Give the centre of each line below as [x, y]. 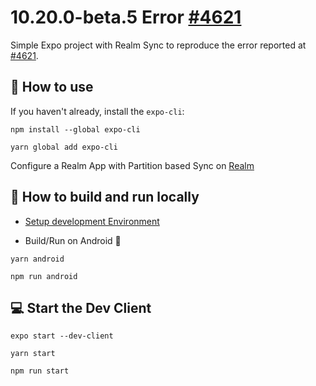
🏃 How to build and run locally [105, 197]
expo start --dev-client [62, 336]
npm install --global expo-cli [75, 129]
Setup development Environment [92, 221]
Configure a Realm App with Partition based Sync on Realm [132, 165]
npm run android [44, 276]
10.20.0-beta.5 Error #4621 [126, 17]
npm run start [40, 371]
